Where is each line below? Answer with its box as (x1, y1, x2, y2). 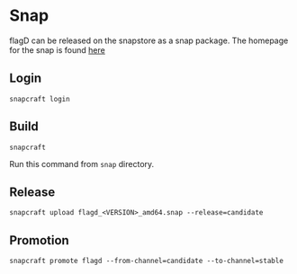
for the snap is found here (9, 44, 105, 55)
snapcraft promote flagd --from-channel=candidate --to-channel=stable (9, 257, 283, 266)
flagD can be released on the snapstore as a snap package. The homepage (9, 35, 289, 46)
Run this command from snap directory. (9, 158, 155, 169)
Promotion (9, 233, 69, 248)
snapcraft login (9, 94, 70, 103)
